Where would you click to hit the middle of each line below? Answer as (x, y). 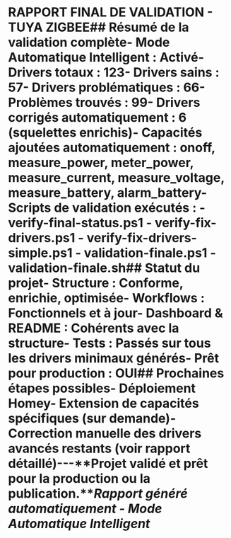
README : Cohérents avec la (94, 328)
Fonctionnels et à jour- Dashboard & (115, 313)
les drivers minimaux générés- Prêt (114, 359)
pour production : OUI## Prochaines (116, 373)
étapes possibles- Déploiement (102, 388)
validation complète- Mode (89, 42)
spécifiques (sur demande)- (92, 419)
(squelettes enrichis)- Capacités (105, 133)
